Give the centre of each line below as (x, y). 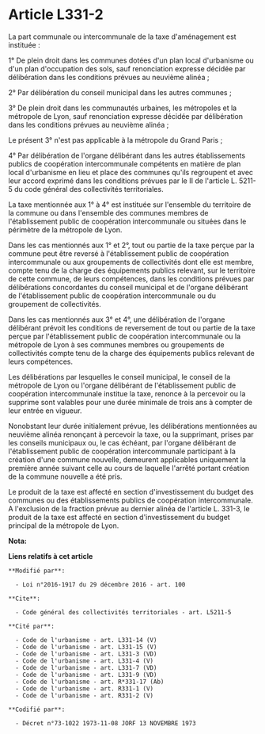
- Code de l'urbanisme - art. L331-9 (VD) (86, 675)
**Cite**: (25, 598)
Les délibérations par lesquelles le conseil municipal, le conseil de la (119, 377)
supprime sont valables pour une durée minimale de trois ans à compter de (131, 402)
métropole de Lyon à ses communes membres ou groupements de (117, 344)
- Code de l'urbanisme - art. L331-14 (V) (86, 640)
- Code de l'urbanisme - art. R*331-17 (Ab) (90, 682)
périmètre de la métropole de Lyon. (65, 229)
